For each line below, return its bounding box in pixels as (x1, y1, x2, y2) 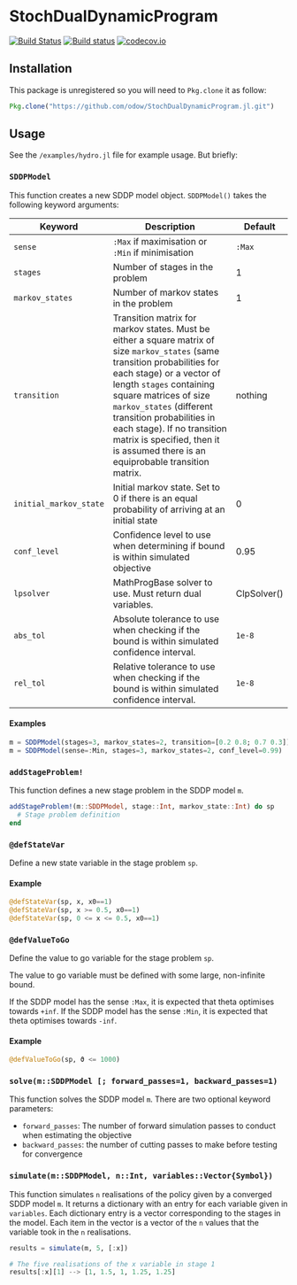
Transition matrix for (112, 312, 197, 324)
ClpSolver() (235, 587, 284, 600)
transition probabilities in (112, 411, 216, 423)
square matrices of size (112, 389, 210, 401)
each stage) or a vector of (112, 367, 221, 379)
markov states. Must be (112, 322, 210, 335)
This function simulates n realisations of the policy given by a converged (9, 1188, 272, 1199)
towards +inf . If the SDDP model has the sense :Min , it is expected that (9, 1006, 268, 1017)
